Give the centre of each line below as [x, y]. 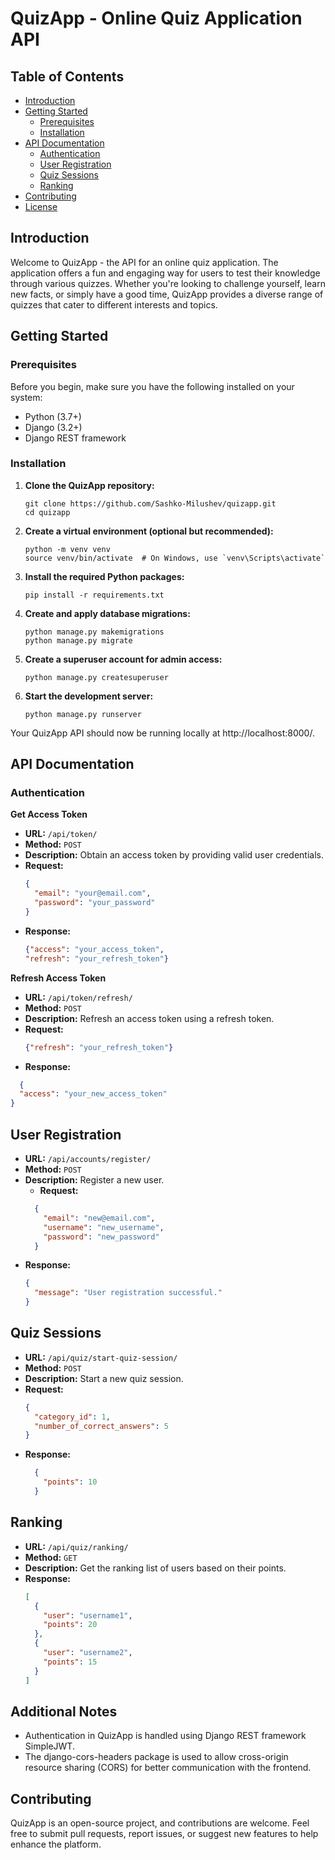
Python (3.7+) [53, 416]
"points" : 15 [70, 1662]
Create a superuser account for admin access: [123, 659]
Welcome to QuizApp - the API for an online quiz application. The [144, 262]
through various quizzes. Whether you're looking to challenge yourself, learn [168, 283]
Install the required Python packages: [104, 576]
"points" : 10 [70, 1482]
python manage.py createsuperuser [96, 677]
